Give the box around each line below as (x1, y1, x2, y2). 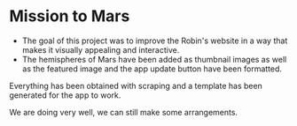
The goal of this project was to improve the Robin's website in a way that (21, 35, 288, 46)
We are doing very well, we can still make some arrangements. (9, 107, 238, 117)
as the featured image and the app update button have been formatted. (21, 63, 282, 74)
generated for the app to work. (9, 90, 121, 100)
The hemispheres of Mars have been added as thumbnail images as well (21, 54, 287, 64)
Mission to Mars (9, 6, 130, 26)
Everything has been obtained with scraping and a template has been (9, 80, 263, 91)
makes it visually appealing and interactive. (21, 44, 180, 55)
